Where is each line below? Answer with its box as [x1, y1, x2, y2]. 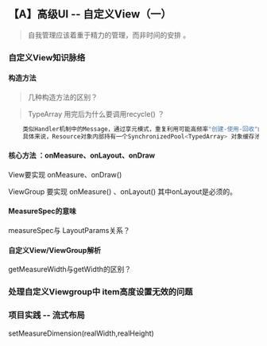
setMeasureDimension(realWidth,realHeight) [8, 329, 155, 338]
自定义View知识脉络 [8, 52, 86, 63]
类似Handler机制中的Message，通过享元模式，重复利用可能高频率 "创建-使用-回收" [22, 125, 258, 133]
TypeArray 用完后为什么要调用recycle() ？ [27, 109, 165, 119]
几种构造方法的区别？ [27, 92, 98, 102]
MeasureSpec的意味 [8, 206, 77, 216]
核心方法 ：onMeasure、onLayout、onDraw [8, 150, 156, 161]
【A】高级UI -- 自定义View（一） [8, 7, 172, 21]
